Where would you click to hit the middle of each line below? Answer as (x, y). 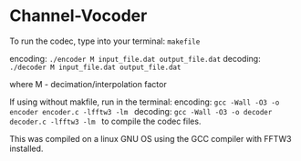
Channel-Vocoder (78, 16)
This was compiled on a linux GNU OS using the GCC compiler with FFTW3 (150, 138)
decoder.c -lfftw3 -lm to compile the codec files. (105, 121)
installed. (26, 148)
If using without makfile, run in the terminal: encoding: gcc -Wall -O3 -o (145, 102)
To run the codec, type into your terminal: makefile (105, 41)
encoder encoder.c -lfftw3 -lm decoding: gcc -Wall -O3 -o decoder (141, 111)
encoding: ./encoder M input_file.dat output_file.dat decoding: (135, 58)
